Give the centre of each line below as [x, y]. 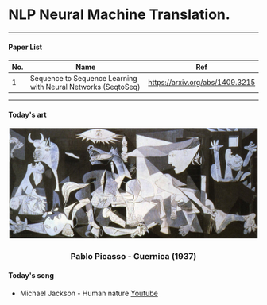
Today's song [31, 275]
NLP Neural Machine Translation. [119, 15]
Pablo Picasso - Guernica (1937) [133, 257]
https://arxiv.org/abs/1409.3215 [202, 83]
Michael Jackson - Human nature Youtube [89, 293]
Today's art [27, 114]
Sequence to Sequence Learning [84, 78]
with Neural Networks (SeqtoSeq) [85, 87]
